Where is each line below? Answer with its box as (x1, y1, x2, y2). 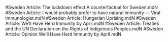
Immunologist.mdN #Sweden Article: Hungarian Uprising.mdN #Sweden (5, 15, 156, 21)
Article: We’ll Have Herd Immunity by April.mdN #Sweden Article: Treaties (5, 20, 159, 26)
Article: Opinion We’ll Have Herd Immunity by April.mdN (5, 31, 122, 37)
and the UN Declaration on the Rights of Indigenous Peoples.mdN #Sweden (5, 26, 163, 32)
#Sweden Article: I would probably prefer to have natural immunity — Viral (5, 10, 161, 16)
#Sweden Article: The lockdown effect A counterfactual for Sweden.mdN (5, 5, 158, 10)
